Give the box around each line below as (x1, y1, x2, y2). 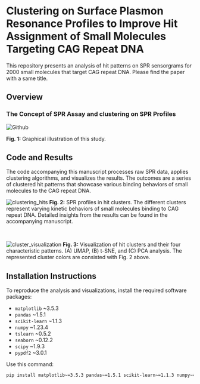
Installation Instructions (6, 271, 97, 281)
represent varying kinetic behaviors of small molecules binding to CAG (6, 205, 179, 213)
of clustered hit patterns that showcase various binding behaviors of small (6, 181, 188, 188)
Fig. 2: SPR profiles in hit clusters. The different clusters (49, 199, 186, 206)
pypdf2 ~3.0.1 (14, 349, 47, 357)
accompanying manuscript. (6, 218, 73, 225)
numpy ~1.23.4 (14, 324, 49, 331)
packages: (6, 293, 32, 300)
